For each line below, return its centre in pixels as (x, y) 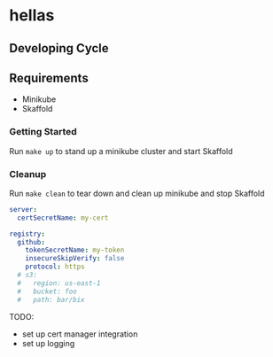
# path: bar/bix (51, 299)
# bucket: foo (47, 291)
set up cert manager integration (80, 334)
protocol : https (55, 267)
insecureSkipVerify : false (75, 259)
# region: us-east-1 (59, 283)
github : (31, 242)
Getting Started (43, 132)
